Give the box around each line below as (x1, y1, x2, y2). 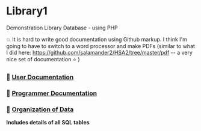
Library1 (6, 4, 48, 18)
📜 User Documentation (6, 73, 74, 81)
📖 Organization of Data (6, 105, 74, 114)
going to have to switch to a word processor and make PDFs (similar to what (6, 42, 196, 49)
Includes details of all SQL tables (6, 119, 90, 126)
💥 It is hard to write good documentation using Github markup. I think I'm (6, 35, 188, 43)
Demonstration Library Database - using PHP (6, 24, 119, 31)
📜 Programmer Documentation (6, 89, 97, 97)
